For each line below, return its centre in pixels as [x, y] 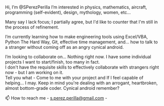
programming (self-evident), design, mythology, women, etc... [68, 12]
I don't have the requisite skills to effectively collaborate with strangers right [82, 67]
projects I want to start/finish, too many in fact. [52, 62]
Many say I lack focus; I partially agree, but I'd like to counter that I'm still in [82, 22]
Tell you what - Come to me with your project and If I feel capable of [74, 78]
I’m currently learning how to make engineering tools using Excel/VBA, [77, 37]
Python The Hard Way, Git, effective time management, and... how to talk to [82, 42]
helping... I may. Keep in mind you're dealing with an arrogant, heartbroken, [82, 83]
